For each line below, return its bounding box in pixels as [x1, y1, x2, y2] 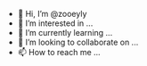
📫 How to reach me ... [17, 47, 101, 57]
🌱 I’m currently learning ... [17, 28, 113, 37]
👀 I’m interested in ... [17, 18, 94, 29]
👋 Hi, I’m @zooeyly [17, 9, 87, 19]
